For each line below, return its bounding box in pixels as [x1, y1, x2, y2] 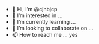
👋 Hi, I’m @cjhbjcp [11, 6, 58, 12]
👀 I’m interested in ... [11, 12, 63, 19]
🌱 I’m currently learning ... [11, 18, 76, 25]
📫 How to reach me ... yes [11, 32, 78, 38]
